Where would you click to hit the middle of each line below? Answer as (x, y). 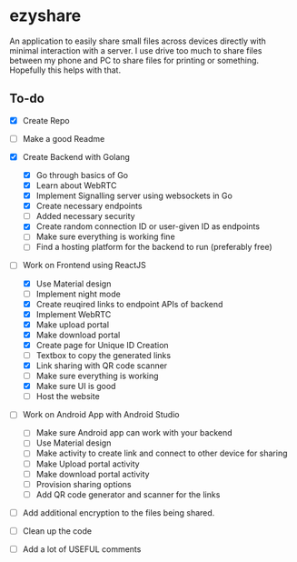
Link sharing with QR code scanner (102, 366)
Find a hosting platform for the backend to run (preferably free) (154, 247)
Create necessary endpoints (89, 206)
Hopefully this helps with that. (65, 70)
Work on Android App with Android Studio (101, 415)
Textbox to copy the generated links (103, 355)
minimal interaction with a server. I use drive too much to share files (136, 50)
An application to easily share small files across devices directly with (138, 41)
